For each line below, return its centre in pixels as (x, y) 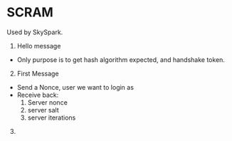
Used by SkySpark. (35, 32)
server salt (43, 110)
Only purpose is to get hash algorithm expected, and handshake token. (121, 59)
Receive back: (38, 95)
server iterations (52, 117)
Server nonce (48, 102)
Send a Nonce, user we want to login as (75, 87)
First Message (38, 73)
